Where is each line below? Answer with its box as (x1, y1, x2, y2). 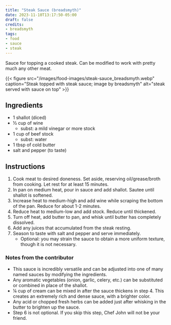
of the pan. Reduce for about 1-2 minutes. (12, 203, 101, 209)
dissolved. (12, 219, 35, 226)
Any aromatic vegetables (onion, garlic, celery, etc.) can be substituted (12, 277, 163, 283)
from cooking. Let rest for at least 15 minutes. (12, 181, 109, 187)
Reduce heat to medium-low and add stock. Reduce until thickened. (12, 208, 157, 215)
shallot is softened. (12, 192, 53, 198)
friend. (12, 315, 27, 321)
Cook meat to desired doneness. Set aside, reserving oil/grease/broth (12, 176, 161, 182)
